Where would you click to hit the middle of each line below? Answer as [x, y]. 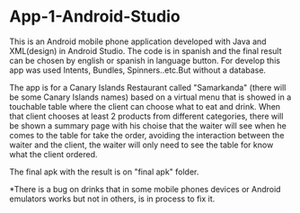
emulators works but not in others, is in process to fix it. [112, 199]
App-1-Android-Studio [95, 17]
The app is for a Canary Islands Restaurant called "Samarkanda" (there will [148, 87]
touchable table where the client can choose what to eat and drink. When [145, 106]
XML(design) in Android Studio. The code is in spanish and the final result [146, 50]
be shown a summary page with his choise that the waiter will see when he [148, 125]
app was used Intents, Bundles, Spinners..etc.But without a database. [138, 70]
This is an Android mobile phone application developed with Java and [138, 41]
